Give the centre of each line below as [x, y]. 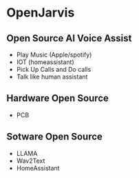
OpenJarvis [41, 13]
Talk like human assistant [52, 77]
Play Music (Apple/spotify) [54, 55]
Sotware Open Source [54, 137]
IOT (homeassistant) [45, 62]
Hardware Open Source [58, 98]
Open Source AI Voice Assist [69, 38]
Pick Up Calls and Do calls [54, 69]
